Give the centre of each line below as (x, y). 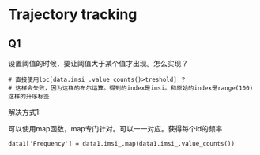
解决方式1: (24, 112)
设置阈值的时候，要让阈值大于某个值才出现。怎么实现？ (98, 63)
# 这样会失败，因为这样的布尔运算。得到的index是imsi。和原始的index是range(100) (131, 88)
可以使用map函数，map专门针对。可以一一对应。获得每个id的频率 (115, 129)
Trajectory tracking (73, 15)
